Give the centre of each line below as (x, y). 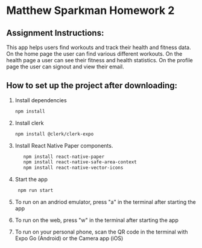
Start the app (31, 180)
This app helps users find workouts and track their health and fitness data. (99, 47)
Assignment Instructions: (55, 33)
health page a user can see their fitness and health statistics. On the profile (99, 60)
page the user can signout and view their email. (65, 67)
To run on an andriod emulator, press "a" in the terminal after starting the (105, 202)
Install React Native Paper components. (64, 145)
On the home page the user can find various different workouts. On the (94, 54)
